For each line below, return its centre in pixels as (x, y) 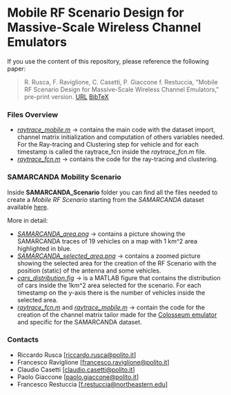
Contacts (23, 340)
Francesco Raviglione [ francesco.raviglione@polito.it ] (93, 362)
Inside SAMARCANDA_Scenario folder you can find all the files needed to (112, 192)
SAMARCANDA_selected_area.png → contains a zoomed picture (109, 256)
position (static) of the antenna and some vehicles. (89, 270)
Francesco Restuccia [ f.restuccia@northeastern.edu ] (92, 384)
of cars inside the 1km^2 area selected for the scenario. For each (109, 285)
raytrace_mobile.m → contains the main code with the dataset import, (116, 130)
